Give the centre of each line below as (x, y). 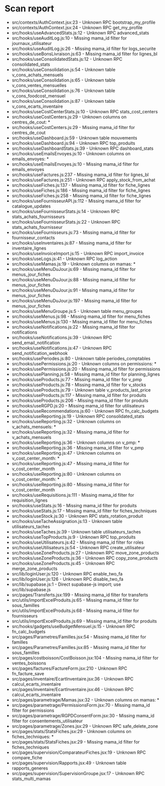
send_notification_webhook (40, 353)
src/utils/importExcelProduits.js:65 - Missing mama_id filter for (75, 600)
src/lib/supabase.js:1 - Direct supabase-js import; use (66, 584)
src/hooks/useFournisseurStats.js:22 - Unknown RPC (66, 222)
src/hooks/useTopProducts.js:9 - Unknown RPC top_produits (74, 537)
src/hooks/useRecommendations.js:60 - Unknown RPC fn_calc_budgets (85, 411)
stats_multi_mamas (31, 779)
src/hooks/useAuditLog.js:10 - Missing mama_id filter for (69, 38)
